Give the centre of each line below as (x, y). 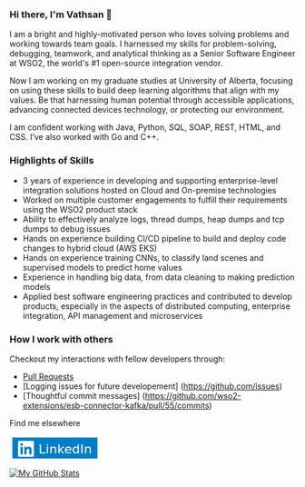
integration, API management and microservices (113, 315)
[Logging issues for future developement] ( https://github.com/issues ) (152, 386)
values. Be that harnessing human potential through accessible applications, (152, 100)
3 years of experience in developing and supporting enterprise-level (150, 180)
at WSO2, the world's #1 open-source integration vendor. (116, 64)
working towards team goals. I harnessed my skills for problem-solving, (143, 44)
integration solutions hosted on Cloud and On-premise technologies (149, 190)
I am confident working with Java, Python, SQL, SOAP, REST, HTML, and (145, 127)
